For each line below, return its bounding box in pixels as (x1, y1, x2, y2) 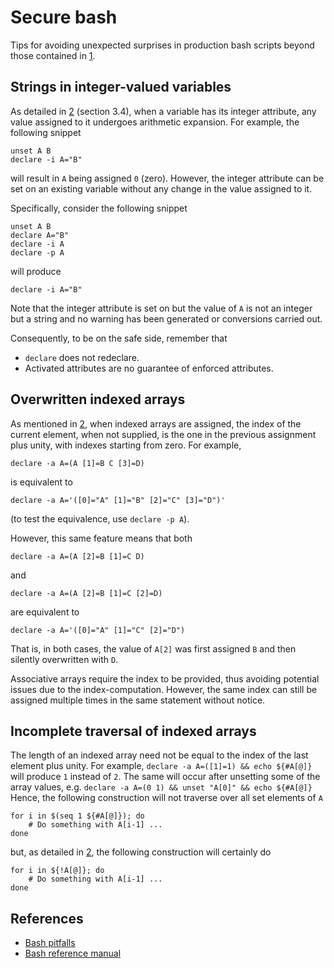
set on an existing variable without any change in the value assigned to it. (10, 182, 313, 195)
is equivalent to (10, 476, 73, 488)
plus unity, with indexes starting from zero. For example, (10, 439, 242, 451)
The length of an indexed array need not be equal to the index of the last (10, 749, 309, 761)
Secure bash (10, 6, 118, 29)
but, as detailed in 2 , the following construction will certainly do (10, 846, 272, 858)
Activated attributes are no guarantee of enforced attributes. (24, 362, 274, 374)
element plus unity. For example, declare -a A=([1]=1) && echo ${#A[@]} (10, 760, 313, 772)
